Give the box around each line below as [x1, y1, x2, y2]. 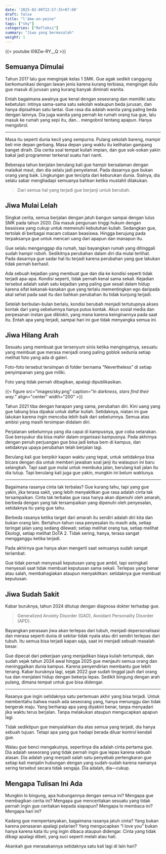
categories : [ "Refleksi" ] [5, 26, 58, 31]
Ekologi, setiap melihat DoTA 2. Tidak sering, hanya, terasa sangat [5, 530, 139, 536]
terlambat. [5, 551, 26, 556]
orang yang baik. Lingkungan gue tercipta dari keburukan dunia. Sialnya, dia [5, 172, 160, 178]
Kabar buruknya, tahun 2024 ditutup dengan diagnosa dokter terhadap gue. [5, 603, 160, 609]
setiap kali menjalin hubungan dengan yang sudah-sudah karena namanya [5, 760, 157, 766]
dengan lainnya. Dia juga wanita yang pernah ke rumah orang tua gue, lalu [5, 112, 157, 118]
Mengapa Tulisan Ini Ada [5, 779, 83, 788]
